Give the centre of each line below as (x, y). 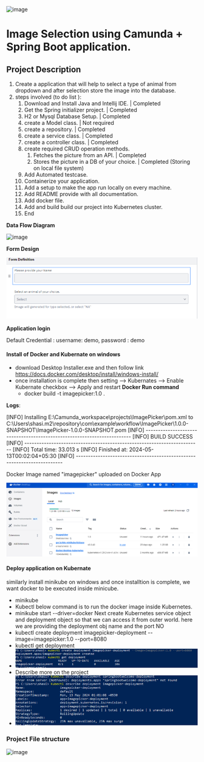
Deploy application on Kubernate (49, 568)
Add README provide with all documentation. (81, 194)
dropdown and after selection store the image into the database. (95, 90)
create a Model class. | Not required (69, 123)
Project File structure (38, 739)
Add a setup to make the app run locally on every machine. (98, 188)
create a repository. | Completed (65, 129)
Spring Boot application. (69, 47)
